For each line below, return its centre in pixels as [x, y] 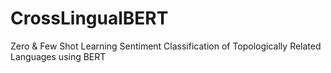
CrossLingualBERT [89, 18]
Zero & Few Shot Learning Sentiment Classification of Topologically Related [166, 46]
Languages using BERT [58, 56]
